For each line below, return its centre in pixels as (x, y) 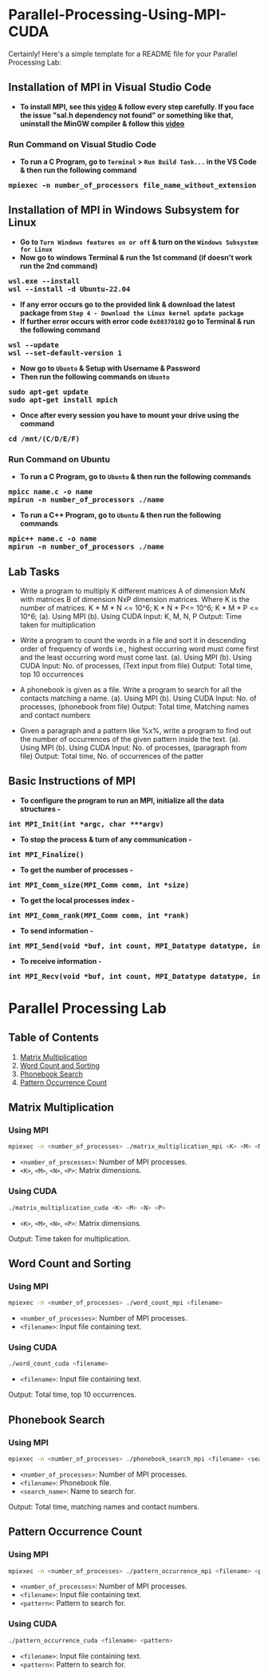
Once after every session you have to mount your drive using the (129, 415)
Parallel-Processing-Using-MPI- (118, 15)
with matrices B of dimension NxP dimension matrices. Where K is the (134, 599)
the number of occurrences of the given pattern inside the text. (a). (130, 739)
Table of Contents (54, 1038)
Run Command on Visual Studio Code (83, 144)
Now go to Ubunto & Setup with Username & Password (110, 368)
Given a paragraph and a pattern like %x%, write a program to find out (135, 730)
